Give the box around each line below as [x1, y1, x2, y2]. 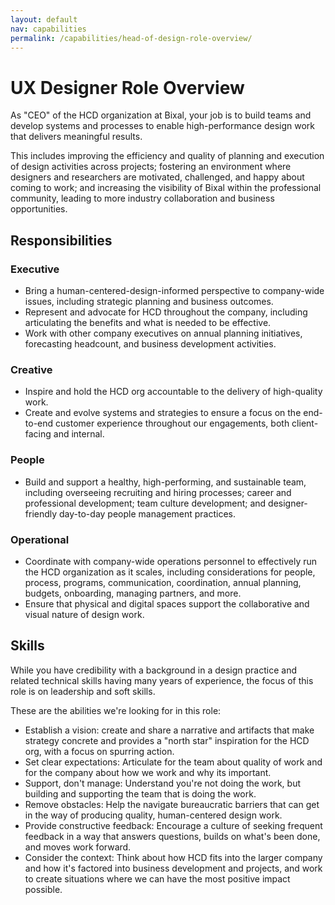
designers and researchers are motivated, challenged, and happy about [10, 171, 305, 183]
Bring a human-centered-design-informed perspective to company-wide [24, 285, 325, 296]
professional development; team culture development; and [24, 497, 267, 509]
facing [24, 428, 52, 440]
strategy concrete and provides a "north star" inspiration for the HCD [24, 734, 310, 746]
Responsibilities [10, 232, 113, 249]
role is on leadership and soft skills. [10, 685, 156, 697]
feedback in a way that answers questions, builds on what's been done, [24, 830, 321, 842]
